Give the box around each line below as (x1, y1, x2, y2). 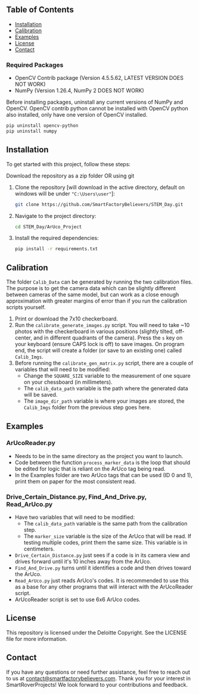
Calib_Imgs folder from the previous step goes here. (23, 404, 151, 411)
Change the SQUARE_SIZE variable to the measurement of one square (23, 372, 191, 379)
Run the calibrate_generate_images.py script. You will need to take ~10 (14, 322, 190, 329)
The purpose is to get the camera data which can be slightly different (6, 285, 176, 292)
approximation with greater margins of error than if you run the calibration (6, 297, 188, 304)
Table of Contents (6, 5, 74, 15)
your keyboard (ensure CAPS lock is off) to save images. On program (14, 341, 185, 348)
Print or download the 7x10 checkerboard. (14, 315, 118, 322)
